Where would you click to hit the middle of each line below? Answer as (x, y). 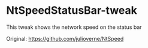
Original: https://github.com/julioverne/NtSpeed (65, 38)
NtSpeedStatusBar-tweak (72, 10)
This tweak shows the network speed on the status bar (74, 27)
